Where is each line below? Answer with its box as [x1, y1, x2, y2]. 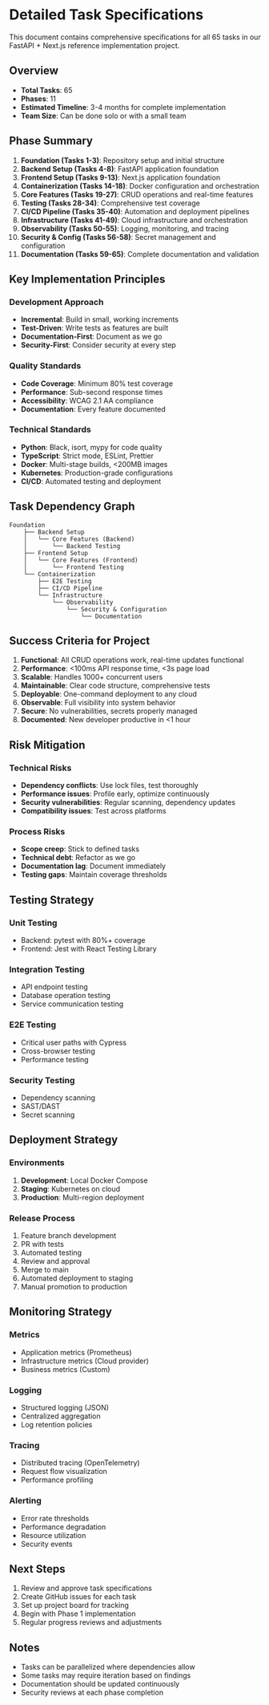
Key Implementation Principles [9, 272, 166, 286]
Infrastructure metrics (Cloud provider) [20, 1356, 149, 1366]
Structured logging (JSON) [20, 1403, 110, 1412]
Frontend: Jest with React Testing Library [20, 944, 157, 954]
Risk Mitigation [9, 738, 86, 752]
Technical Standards [9, 424, 91, 435]
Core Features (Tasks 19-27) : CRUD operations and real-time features [20, 189, 254, 199]
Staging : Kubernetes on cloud [20, 1183, 121, 1193]
